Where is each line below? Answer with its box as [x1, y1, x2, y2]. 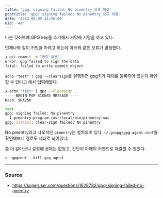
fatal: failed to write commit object [5, 64, 83, 68]
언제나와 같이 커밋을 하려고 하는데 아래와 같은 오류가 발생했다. [5, 45, 122, 51]
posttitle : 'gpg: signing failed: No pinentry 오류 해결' [5, 12, 121, 16]
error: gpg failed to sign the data [5, 59, 79, 64]
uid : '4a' [5, 20, 25, 26]
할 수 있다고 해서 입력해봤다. [5, 79, 58, 85]
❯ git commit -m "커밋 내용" [5, 54, 60, 60]
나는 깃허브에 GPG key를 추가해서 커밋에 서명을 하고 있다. [5, 34, 114, 40]
